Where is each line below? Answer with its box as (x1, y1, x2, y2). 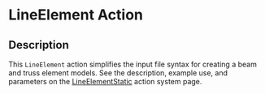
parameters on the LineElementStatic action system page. (8, 77, 202, 86)
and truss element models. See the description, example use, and (8, 68, 228, 78)
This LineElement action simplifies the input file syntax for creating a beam (8, 59, 258, 69)
